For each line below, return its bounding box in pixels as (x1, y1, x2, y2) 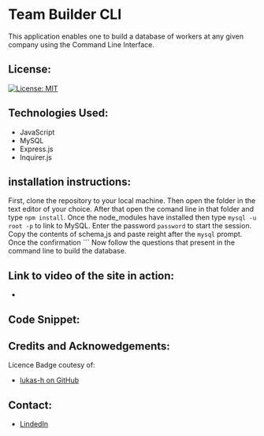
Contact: (8, 398, 53, 412)
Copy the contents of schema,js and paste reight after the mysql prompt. (8, 230, 243, 239)
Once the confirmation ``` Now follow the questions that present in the (8, 238, 235, 247)
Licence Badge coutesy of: (8, 360, 96, 370)
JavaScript (19, 127, 55, 137)
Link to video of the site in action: (8, 269, 175, 283)
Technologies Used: (8, 106, 109, 120)
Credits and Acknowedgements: (8, 339, 171, 353)
